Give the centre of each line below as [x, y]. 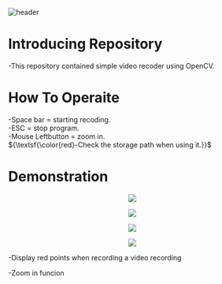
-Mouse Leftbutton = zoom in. [57, 136]
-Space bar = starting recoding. [59, 119]
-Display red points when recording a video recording [95, 257]
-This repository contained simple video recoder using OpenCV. [111, 65]
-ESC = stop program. [44, 128]
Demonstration [58, 177]
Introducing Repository [85, 44]
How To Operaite [64, 98]
